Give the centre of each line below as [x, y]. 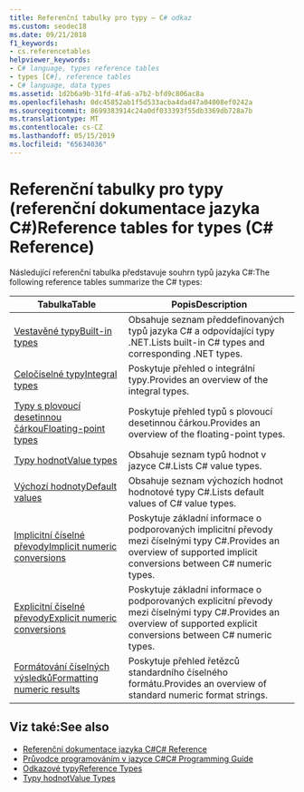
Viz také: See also [59, 727]
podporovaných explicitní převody [200, 601]
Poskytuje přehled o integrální [191, 368]
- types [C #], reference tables [70, 77]
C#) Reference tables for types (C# [142, 227]
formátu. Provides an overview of [197, 683]
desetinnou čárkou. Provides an [194, 423]
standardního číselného [178, 672]
